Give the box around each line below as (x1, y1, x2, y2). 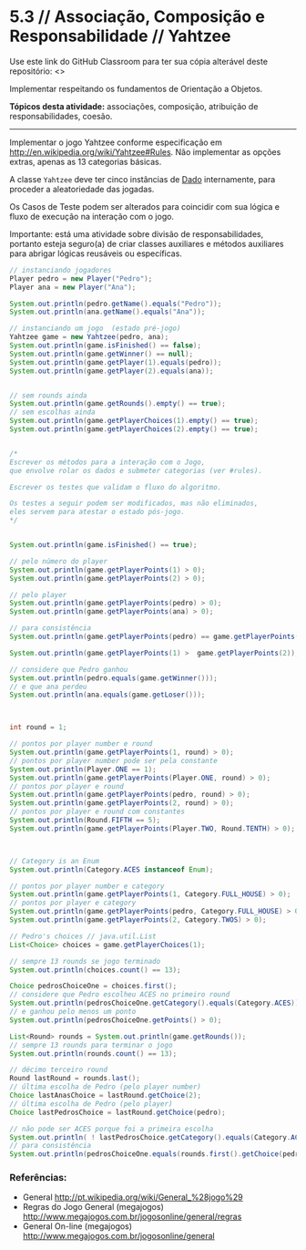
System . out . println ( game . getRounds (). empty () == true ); (9, 399, 226, 408)
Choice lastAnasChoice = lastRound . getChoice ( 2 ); (9, 1091, 202, 1100)
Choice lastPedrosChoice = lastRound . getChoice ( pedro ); (9, 1108, 226, 1117)
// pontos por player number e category (9, 882, 166, 891)
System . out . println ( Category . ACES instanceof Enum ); (9, 864, 214, 874)
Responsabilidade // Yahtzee (9, 26, 231, 46)
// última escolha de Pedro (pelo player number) (9, 1082, 202, 1091)
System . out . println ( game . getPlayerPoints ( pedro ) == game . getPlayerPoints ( (9, 632, 300, 642)
